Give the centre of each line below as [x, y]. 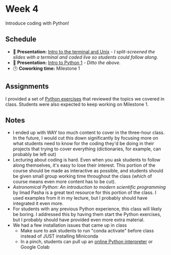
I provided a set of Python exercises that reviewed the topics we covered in [85, 99]
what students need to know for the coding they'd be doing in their [83, 144]
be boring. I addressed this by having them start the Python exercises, [87, 214]
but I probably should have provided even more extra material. [79, 220]
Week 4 [22, 9]
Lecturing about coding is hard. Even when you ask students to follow [87, 160]
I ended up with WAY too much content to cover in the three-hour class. [89, 133]
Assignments [27, 86]
